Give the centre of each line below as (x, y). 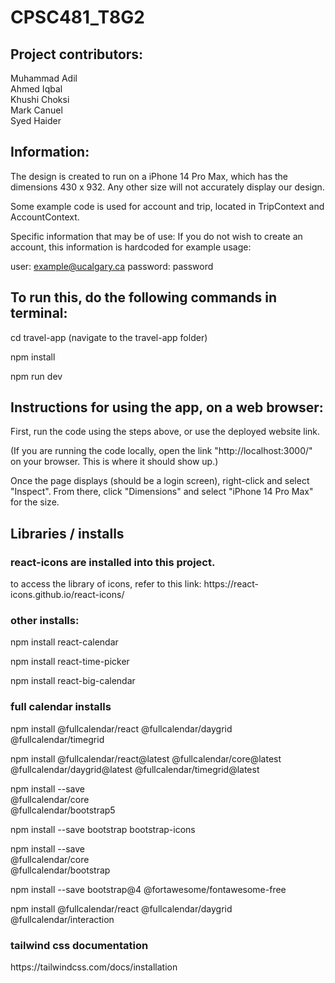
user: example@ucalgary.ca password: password (112, 266)
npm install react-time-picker (70, 662)
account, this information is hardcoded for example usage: (131, 247)
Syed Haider (36, 120)
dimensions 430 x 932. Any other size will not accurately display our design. (167, 187)
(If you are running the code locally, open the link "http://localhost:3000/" (161, 451)
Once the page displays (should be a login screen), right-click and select (160, 481)
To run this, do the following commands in (144, 297)
